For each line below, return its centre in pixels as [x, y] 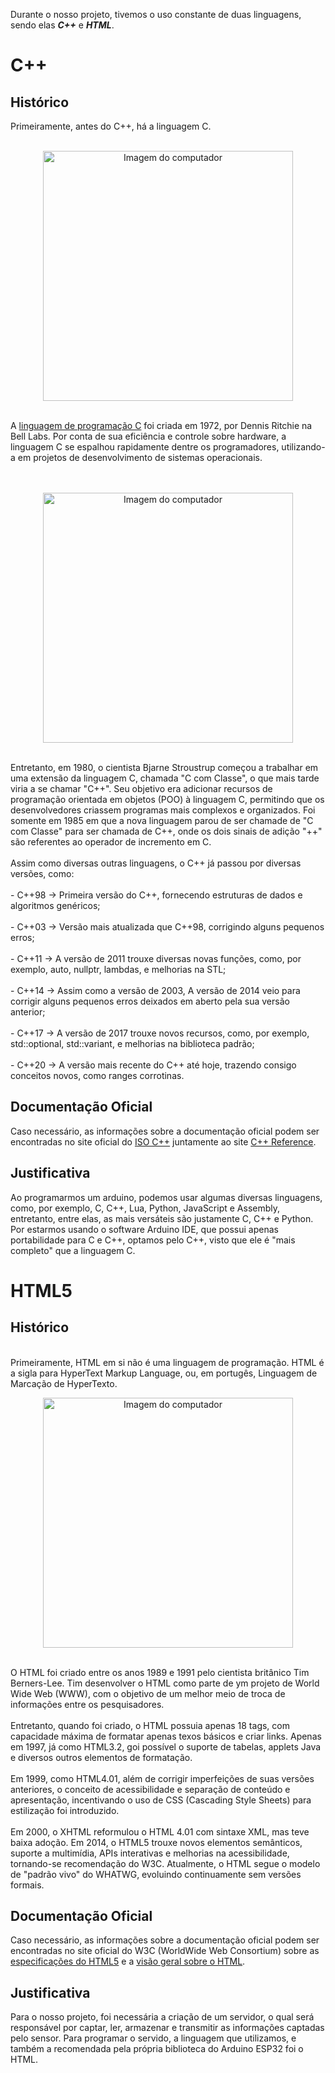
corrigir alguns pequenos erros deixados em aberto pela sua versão [150, 1001]
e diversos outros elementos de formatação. [101, 1757]
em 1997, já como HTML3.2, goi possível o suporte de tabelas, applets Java [166, 1746]
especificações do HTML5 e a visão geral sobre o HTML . [128, 1961]
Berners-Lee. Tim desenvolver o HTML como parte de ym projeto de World [165, 1683]
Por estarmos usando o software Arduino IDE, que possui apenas [144, 1229]
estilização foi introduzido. [65, 1810]
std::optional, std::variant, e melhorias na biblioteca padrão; [132, 1043]
